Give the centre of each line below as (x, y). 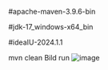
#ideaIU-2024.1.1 (36, 42)
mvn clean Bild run (39, 58)
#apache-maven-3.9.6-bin (52, 12)
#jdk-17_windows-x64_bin (51, 27)
